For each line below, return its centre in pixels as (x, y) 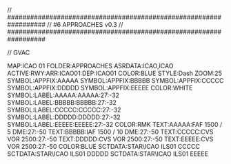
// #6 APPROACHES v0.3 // (85, 24)
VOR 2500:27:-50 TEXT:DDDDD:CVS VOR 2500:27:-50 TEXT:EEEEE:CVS (110, 139)
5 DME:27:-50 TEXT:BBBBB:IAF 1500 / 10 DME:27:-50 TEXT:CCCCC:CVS (110, 132)
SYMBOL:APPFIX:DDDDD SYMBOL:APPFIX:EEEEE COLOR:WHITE (100, 88)
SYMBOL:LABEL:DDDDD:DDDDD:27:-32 (64, 117)
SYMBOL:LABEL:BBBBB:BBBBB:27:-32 (62, 102)
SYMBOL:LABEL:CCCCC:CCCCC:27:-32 (64, 110)
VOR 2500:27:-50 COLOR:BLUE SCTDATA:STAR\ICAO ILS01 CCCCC (103, 146)
